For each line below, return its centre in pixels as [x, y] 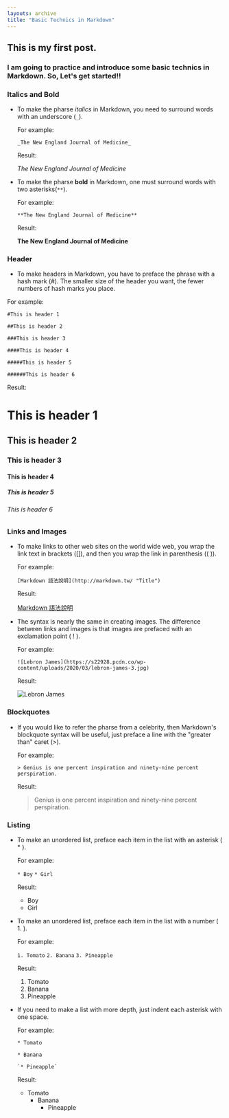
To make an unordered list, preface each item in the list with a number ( [118, 921]
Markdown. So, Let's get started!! [64, 76]
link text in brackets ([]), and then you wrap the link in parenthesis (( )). [117, 553]
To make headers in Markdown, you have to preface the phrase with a [116, 274]
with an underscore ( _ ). [50, 117]
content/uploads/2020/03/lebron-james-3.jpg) [83, 668]
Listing [19, 824]
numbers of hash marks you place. [66, 289]
